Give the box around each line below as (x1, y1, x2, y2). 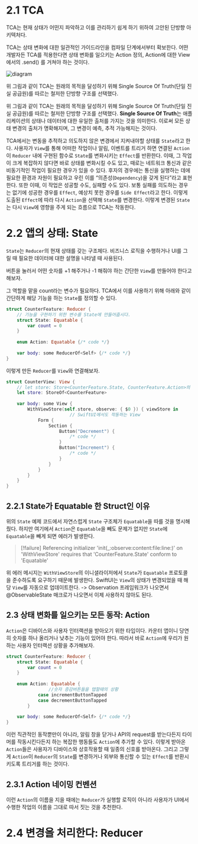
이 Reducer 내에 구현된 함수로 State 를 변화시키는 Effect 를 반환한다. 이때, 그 (6, 152, 181, 159)
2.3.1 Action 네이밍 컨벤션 (6, 779, 97, 789)
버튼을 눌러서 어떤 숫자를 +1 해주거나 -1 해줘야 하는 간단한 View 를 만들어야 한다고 (6, 267, 192, 274)
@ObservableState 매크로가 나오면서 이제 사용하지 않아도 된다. (6, 591, 153, 598)
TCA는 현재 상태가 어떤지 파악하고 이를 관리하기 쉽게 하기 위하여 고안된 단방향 (6, 24, 185, 31)
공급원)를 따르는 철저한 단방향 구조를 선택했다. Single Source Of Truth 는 (12, 110, 182, 117)
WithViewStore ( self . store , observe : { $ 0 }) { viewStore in (27, 406, 178, 412)
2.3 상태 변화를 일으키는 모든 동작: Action (6, 610, 150, 620)
